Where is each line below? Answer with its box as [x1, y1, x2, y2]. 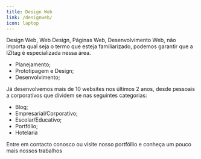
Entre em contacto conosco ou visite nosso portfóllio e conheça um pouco [6, 141, 192, 148]
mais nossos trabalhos [6, 147, 62, 154]
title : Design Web [6, 8, 53, 15]
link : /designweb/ [6, 14, 53, 20]
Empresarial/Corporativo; [14, 110, 78, 117]
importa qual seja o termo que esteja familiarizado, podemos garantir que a [6, 43, 193, 50]
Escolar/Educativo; [14, 116, 62, 123]
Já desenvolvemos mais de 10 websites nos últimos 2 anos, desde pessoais [6, 86, 195, 93]
